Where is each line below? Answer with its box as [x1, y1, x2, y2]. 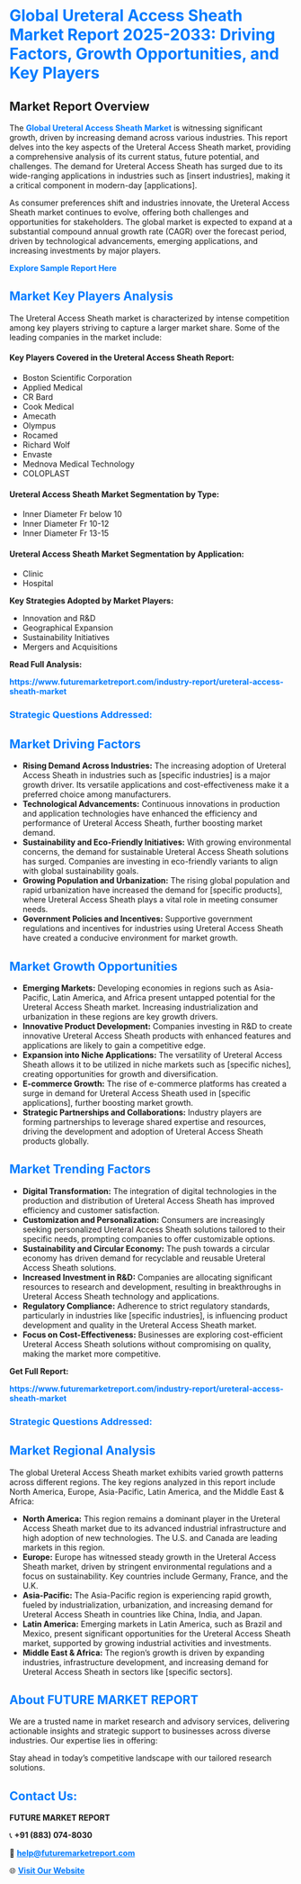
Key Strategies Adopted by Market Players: [9, 595, 174, 606]
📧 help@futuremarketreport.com [9, 1848, 136, 1859]
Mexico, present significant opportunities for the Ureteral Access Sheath [22, 1627, 291, 1639]
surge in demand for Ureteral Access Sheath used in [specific [22, 1087, 252, 1099]
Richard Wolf [22, 439, 70, 450]
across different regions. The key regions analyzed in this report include [9, 1476, 276, 1487]
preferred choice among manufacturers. [22, 789, 172, 800]
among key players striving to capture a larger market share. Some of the [9, 322, 280, 333]
